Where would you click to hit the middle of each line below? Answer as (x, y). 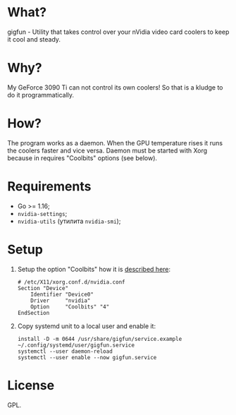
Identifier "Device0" (62, 294)
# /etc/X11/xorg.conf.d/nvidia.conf (71, 282)
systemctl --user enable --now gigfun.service (87, 357)
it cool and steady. (34, 39)
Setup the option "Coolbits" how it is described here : (94, 269)
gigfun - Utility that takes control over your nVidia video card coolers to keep (118, 32)
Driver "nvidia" (61, 301)
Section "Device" (43, 288)
